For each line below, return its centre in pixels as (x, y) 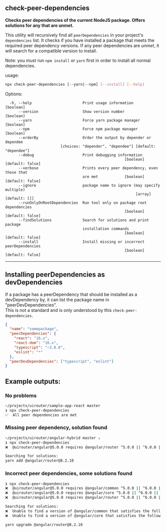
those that (16, 172)
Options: (14, 94)
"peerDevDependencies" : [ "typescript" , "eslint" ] (62, 361)
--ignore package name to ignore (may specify (89, 185)
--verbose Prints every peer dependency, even (88, 168)
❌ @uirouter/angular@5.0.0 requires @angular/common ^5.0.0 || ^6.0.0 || (84, 488)
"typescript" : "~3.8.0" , (40, 347)
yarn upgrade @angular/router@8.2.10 (44, 525)
